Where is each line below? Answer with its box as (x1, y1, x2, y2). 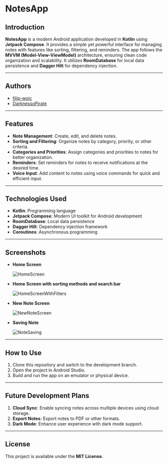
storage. (12, 410, 30, 416)
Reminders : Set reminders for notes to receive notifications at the (12, 159, 148, 165)
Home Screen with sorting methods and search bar (12, 281, 121, 287)
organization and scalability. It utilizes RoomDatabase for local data (5, 57, 144, 63)
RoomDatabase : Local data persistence (12, 218, 95, 224)
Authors (5, 82, 31, 90)
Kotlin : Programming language (12, 208, 76, 214)
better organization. (12, 154, 53, 160)
